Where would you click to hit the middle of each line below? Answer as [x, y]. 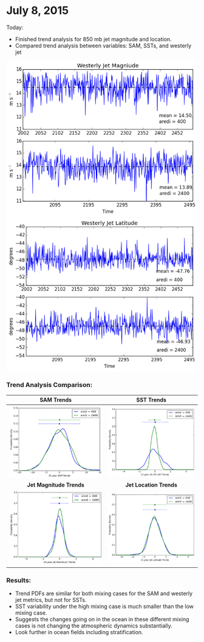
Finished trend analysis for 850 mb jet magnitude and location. [93, 39]
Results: [19, 580]
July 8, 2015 [37, 11]
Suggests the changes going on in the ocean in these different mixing [102, 620]
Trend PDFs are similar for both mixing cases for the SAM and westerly [104, 593]
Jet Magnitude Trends [56, 485]
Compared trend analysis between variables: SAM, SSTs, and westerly [103, 46]
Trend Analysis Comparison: [49, 385]
